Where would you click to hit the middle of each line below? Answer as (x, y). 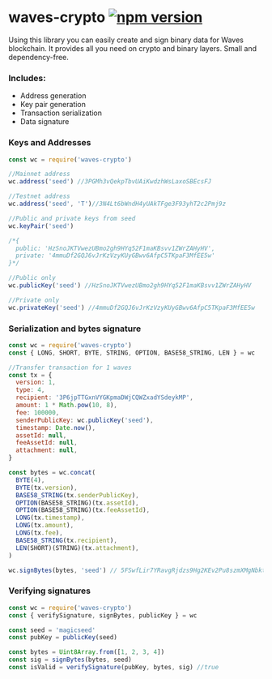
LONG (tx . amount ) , (45, 526)
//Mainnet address (39, 174)
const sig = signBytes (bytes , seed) (70, 660)
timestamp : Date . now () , (55, 428)
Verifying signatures (50, 591)
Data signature (45, 122)
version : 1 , (36, 382)
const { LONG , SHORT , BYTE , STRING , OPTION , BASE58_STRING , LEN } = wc (132, 353)
